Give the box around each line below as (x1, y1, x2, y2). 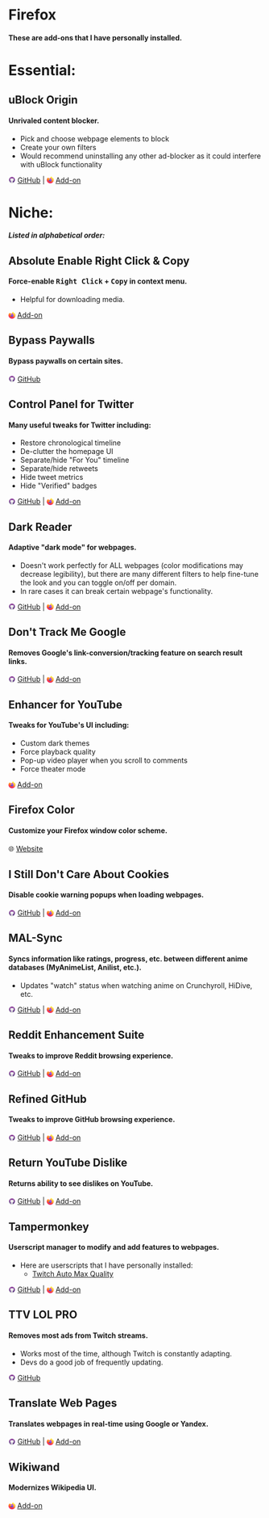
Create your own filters (19, 142, 97, 152)
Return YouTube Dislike (8, 1156, 127, 1170)
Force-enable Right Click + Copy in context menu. (8, 276, 188, 286)
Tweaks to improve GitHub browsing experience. (8, 1115, 176, 1125)
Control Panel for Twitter (8, 397, 134, 411)
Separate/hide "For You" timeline (19, 455, 130, 465)
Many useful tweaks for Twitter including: (8, 420, 151, 430)
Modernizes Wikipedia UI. (8, 1482, 97, 1492)
